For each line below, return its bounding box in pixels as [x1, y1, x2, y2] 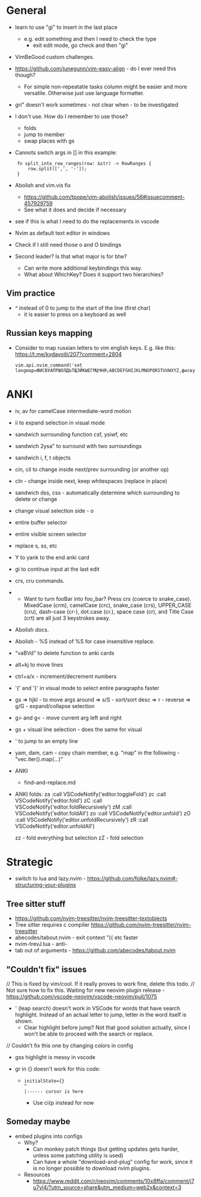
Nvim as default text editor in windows [14, 229, 110, 237]
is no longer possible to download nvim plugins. [32, 1164, 151, 1172]
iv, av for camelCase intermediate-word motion [14, 407, 132, 414]
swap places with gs [23, 137, 75, 145]
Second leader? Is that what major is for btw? [14, 252, 127, 260]
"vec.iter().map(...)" [14, 755, 64, 762]
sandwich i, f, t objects [14, 454, 71, 461]
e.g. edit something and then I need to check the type [23, 35, 157, 42]
